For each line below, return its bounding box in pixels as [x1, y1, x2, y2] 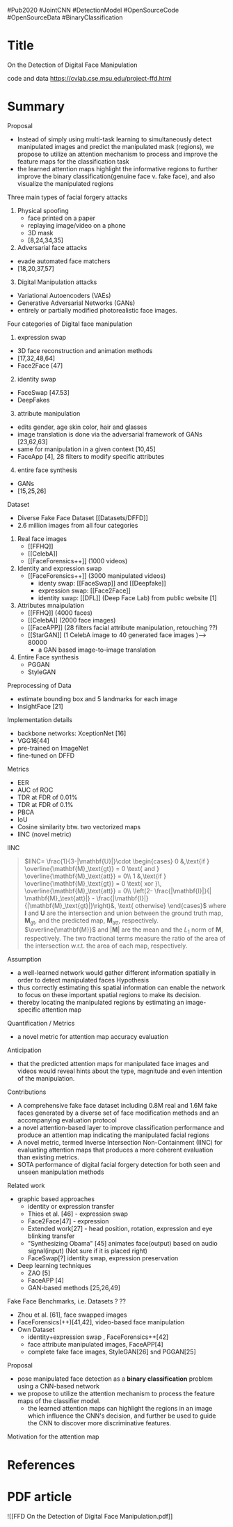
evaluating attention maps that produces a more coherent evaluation [17, 1145, 214, 1154]
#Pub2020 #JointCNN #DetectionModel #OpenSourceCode [7, 6, 179, 14]
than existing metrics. [17, 1153, 79, 1161]
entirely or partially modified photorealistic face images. [17, 306, 177, 314]
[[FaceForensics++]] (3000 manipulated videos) [27, 571, 166, 580]
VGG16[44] [17, 736, 50, 744]
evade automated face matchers [17, 257, 111, 265]
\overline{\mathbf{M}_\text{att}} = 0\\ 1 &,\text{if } [24, 872, 167, 880]
